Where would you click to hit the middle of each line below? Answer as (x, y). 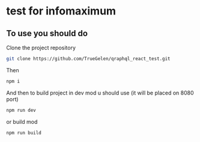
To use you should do (47, 33)
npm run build (24, 133)
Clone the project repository (41, 48)
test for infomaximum (61, 11)
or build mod (22, 122)
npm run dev (21, 110)
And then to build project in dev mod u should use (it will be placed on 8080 (100, 93)
